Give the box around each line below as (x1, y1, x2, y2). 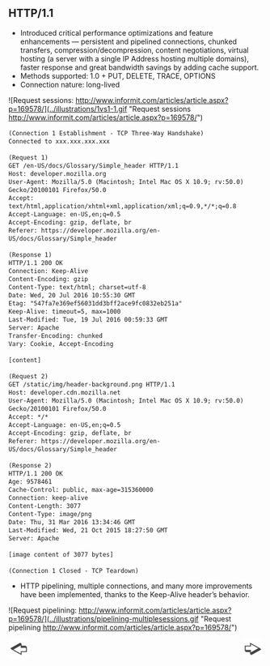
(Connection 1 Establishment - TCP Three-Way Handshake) (8, 129, 205, 137)
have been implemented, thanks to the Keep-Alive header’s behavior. (19, 589, 251, 599)
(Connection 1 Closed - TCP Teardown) (8, 566, 139, 574)
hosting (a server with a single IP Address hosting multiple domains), (19, 53, 249, 63)
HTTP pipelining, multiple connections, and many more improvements (19, 581, 253, 591)
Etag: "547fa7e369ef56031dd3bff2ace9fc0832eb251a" (8, 299, 183, 307)
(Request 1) (8, 153, 49, 161)
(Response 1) (8, 250, 53, 258)
